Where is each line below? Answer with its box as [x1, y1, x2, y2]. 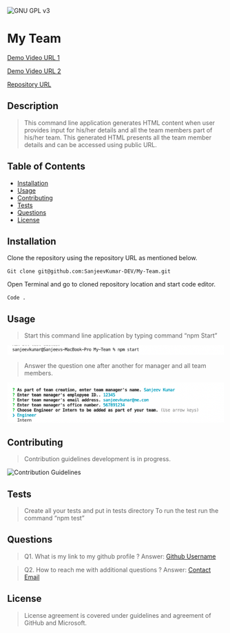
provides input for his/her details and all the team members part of [23, 126, 213, 134]
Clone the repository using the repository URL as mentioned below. [7, 254, 198, 262]
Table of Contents [7, 161, 86, 173]
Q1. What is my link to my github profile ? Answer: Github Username [23, 552, 216, 561]
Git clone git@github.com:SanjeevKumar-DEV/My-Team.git [7, 268, 171, 275]
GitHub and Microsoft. [23, 619, 87, 627]
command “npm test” [23, 514, 85, 523]
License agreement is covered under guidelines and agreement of [23, 611, 211, 619]
